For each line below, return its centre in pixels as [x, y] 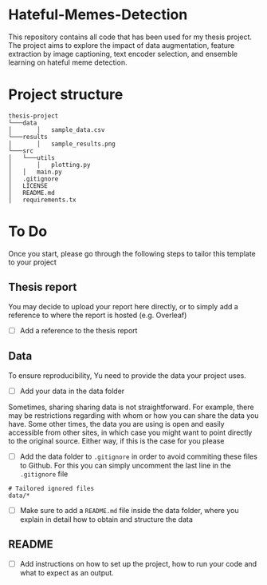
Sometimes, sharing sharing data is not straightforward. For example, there [131, 407]
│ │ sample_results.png [62, 144]
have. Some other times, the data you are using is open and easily [116, 424]
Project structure [66, 95]
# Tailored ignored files [51, 488]
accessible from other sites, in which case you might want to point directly [130, 432]
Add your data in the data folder [72, 391]
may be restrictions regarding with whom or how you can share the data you [133, 415]
